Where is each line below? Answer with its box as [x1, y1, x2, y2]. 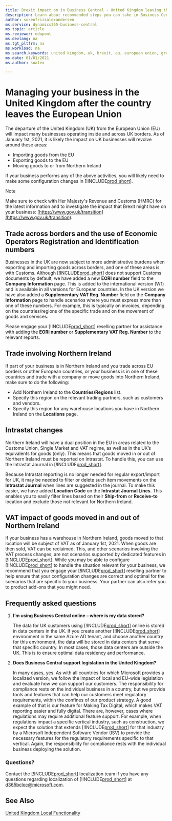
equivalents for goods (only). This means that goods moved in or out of [5, 450, 156, 456]
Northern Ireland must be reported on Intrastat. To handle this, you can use [5, 455, 164, 462]
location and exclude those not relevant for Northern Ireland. [5, 499, 133, 505]
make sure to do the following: [5, 379, 69, 385]
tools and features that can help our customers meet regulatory [12, 692, 147, 698]
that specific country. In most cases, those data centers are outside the [12, 644, 163, 651]
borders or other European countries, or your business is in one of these [5, 368, 158, 374]
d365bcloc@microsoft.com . [5, 781, 64, 788]
